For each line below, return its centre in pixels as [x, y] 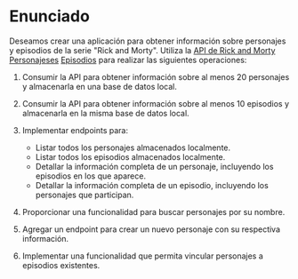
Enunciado [50, 16]
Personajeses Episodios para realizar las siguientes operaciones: [128, 60]
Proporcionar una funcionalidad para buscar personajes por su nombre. [153, 211]
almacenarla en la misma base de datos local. [105, 113]
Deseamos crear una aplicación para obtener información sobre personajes [148, 41]
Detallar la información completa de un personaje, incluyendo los [154, 166]
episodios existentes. [61, 265]
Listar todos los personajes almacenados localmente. [133, 147]
